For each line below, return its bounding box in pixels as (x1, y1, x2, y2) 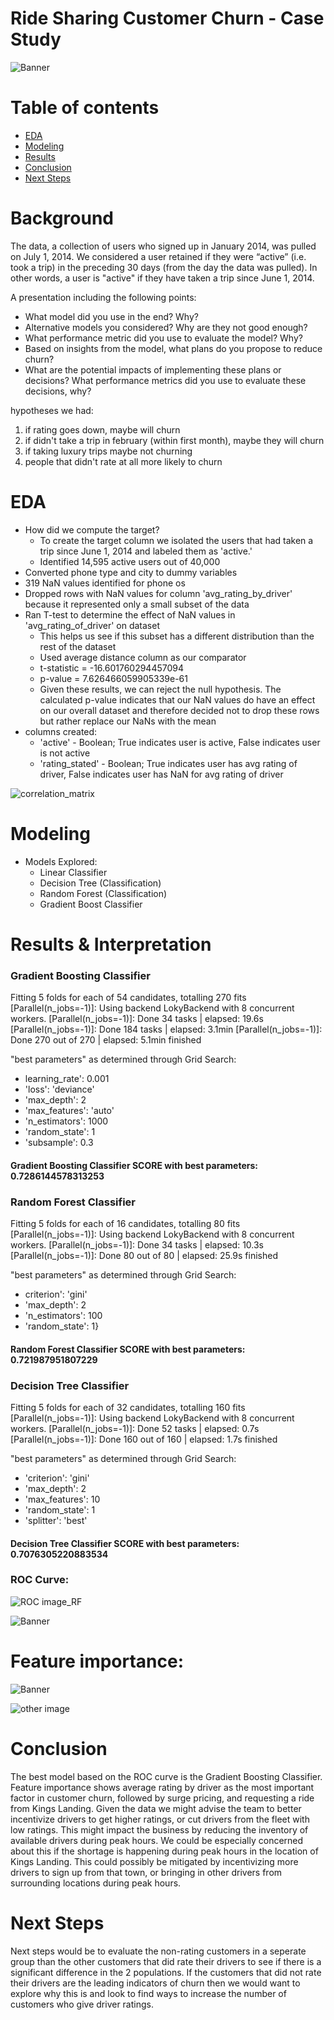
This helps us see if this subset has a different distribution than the (39, 630, 315, 642)
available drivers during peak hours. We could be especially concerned (10, 1834, 304, 1846)
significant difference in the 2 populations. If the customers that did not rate (10, 1966, 322, 1978)
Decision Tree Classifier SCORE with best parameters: (10, 1537, 240, 1549)
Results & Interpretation (10, 933, 212, 956)
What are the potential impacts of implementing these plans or (24, 363, 282, 376)
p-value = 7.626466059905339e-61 (39, 672, 188, 684)
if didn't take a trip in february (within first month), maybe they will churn (24, 434, 325, 446)
